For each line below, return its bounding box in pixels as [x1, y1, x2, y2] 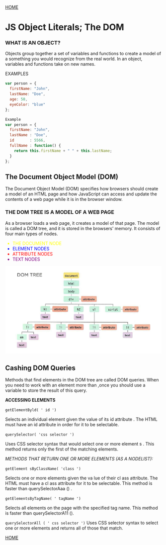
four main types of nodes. [5, 231, 58, 237]
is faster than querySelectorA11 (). [5, 510, 75, 516]
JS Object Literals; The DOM [5, 22, 124, 33]
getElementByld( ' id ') [5, 408, 57, 413]
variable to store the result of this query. [5, 387, 87, 393]
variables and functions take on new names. [5, 61, 96, 67]
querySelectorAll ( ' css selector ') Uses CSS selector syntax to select [5, 520, 159, 526]
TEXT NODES [12, 256, 40, 262]
